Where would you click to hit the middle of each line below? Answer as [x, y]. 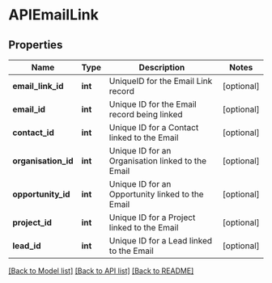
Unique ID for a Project [152, 218]
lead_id [27, 246]
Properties [36, 45]
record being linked [146, 114]
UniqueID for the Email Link [161, 81]
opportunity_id [41, 194]
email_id [29, 109]
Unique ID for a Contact [154, 127]
